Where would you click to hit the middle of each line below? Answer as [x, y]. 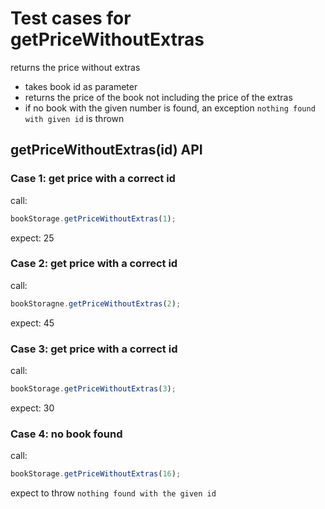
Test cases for [71, 18]
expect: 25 [32, 238]
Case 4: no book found [66, 434]
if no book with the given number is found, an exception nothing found [170, 108]
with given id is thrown [74, 118]
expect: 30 [32, 408]
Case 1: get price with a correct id [93, 179]
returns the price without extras [75, 67]
